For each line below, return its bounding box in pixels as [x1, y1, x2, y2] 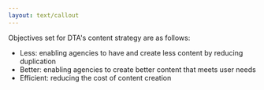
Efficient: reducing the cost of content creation [19, 73, 172, 82]
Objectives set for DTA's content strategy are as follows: [8, 33, 191, 42]
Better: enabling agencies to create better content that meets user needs [19, 64, 256, 74]
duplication [19, 56, 57, 66]
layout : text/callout [8, 11, 80, 20]
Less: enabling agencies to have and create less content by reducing [19, 48, 244, 57]
